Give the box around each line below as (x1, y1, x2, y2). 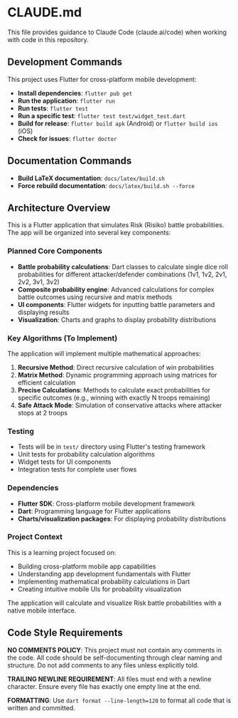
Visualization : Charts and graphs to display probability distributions (17, 315, 217, 324)
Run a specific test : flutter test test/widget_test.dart (17, 111, 186, 120)
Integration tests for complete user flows (17, 465, 137, 474)
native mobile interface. (7, 606, 77, 615)
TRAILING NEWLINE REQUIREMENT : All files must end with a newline (7, 675, 212, 683)
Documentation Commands (7, 155, 132, 167)
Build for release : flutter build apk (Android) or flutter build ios (17, 119, 218, 128)
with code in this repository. (7, 35, 89, 43)
